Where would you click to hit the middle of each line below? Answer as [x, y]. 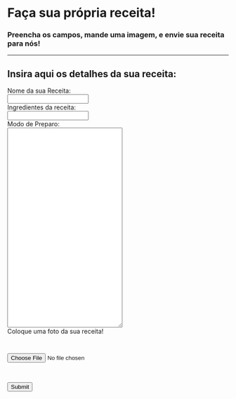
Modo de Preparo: [33, 124]
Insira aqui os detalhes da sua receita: [92, 74]
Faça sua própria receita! [81, 13]
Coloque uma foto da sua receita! [55, 332]
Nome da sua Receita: [39, 91]
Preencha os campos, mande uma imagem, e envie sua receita [116, 35]
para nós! [24, 43]
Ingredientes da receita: [41, 107]
